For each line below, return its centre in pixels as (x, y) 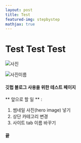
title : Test (18, 15)
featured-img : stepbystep (32, 19)
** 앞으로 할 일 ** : (24, 99)
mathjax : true (20, 24)
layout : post (19, 10)
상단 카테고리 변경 (30, 117)
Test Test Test (35, 49)
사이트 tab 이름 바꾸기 (34, 123)
